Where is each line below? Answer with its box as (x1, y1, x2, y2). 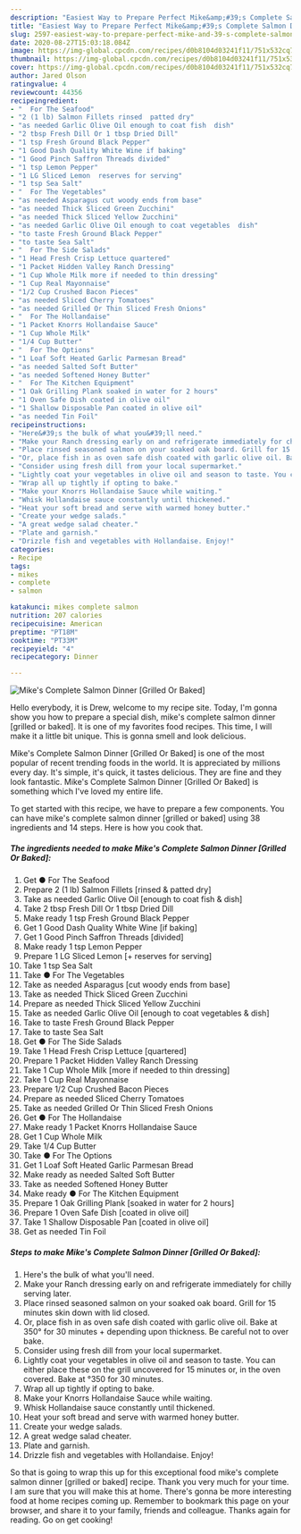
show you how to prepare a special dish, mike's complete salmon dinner (10, 712, 276, 722)
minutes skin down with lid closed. (22, 1307, 150, 1319)
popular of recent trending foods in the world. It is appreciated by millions (10, 757, 280, 769)
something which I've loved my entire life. (10, 786, 163, 796)
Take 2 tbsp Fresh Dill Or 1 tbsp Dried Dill (22, 904, 173, 914)
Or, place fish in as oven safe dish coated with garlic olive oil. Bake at (22, 1317, 278, 1327)
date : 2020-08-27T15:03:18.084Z (10, 38, 130, 47)
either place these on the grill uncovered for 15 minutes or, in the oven (22, 1364, 280, 1375)
